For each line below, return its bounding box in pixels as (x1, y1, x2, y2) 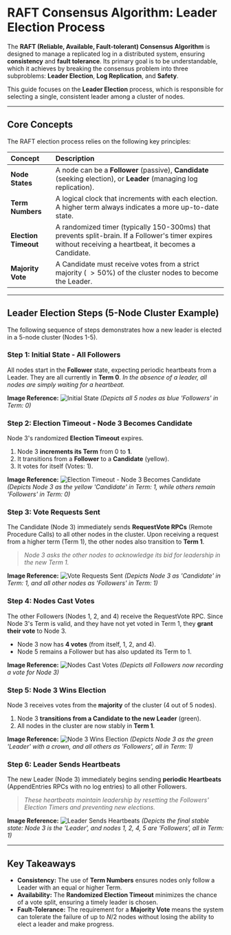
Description (55, 153, 95, 163)
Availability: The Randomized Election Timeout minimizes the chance (16, 891, 218, 899)
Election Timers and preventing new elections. (23, 803, 156, 811)
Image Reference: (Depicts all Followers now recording (7, 660, 223, 669)
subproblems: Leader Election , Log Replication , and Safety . (7, 71, 179, 80)
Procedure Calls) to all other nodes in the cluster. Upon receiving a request (7, 530, 219, 539)
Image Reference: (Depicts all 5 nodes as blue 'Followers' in (7, 393, 219, 402)
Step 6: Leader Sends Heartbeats (7, 759, 121, 769)
